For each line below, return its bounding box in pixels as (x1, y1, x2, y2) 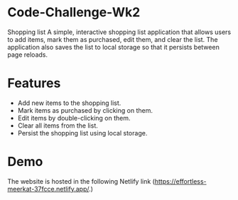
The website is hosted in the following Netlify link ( (7, 177, 155, 185)
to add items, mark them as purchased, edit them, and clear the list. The (7, 35, 218, 43)
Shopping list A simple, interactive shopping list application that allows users (7, 28, 232, 36)
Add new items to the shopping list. (17, 99, 121, 107)
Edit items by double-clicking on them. (17, 113, 131, 122)
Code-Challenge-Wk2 (7, 4, 141, 21)
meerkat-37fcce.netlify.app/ (7, 184, 90, 193)
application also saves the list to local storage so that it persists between (7, 43, 220, 51)
